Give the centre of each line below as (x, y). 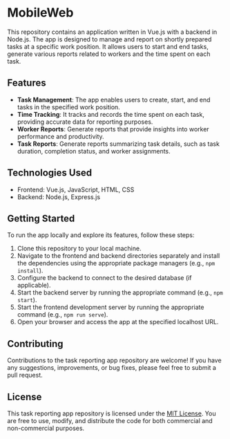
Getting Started (41, 218)
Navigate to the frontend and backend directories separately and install (118, 256)
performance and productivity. (61, 136)
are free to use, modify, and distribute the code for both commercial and (110, 421)
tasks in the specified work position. (69, 107)
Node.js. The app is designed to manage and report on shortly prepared (109, 39)
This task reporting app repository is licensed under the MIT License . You (112, 413)
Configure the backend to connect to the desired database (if (104, 278)
